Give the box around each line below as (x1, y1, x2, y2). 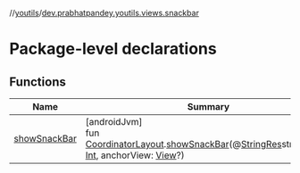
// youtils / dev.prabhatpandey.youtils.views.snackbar (9, 8, 199, 18)
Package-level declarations (9, 39, 217, 59)
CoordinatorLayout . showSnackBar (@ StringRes (85, 138, 282, 150)
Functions (9, 74, 67, 89)
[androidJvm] (85, 116, 143, 128)
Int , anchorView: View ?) (85, 149, 185, 161)
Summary (187, 101, 230, 112)
